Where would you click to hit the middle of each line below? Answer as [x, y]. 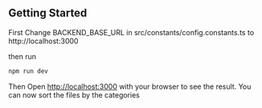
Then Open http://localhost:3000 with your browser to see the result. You [130, 86]
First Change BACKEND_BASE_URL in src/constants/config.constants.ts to [131, 32]
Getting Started [48, 13]
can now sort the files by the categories [74, 94]
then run [23, 56]
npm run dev [28, 71]
